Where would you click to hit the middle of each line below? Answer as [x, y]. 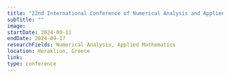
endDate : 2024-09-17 [37, 39]
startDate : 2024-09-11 [39, 32]
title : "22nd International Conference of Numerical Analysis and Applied [116, 13]
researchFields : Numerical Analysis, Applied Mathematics [91, 45]
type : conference [32, 64]
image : [16, 26]
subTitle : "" [26, 20]
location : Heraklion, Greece [49, 52]
